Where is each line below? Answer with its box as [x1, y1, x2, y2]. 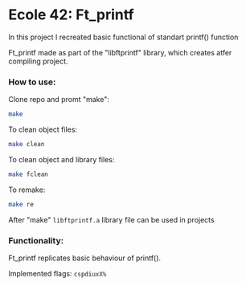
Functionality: [8, 235, 64, 246]
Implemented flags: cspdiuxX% [8, 269, 107, 279]
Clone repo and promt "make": [8, 95, 110, 104]
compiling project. [8, 56, 68, 66]
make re [8, 200, 35, 208]
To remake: [8, 185, 46, 194]
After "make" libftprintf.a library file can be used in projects [8, 214, 215, 224]
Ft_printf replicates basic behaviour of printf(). [8, 253, 162, 263]
